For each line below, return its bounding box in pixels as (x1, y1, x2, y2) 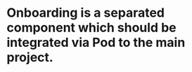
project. (6, 50, 53, 66)
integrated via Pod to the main (6, 35, 186, 50)
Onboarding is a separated (6, 5, 165, 21)
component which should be (6, 20, 177, 36)
